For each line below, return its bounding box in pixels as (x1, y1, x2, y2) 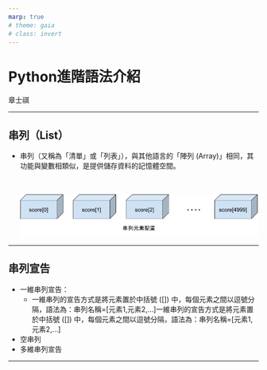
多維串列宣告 (19, 344, 62, 354)
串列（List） (8, 128, 69, 142)
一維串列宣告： (19, 284, 69, 294)
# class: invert (8, 30, 62, 37)
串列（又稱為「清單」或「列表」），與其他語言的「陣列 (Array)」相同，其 (19, 152, 254, 161)
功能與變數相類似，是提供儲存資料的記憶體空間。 (19, 161, 180, 171)
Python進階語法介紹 (8, 68, 141, 85)
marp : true (8, 13, 44, 21)
